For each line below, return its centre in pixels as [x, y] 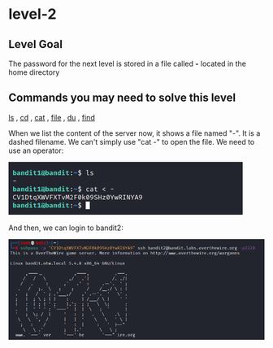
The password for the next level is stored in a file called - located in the [127, 63]
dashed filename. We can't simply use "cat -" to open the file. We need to [132, 141]
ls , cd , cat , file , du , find [52, 117]
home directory [34, 72]
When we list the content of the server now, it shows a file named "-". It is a [134, 133]
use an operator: [36, 150]
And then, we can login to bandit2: [66, 228]
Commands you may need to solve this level [122, 98]
